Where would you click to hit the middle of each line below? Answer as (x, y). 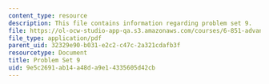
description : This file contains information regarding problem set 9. (130, 23)
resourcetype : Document (48, 53)
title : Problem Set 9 (44, 61)
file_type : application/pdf (55, 38)
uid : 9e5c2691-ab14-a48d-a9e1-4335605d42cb (82, 68)
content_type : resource (48, 16)
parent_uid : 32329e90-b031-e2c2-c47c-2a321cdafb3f (94, 46)
